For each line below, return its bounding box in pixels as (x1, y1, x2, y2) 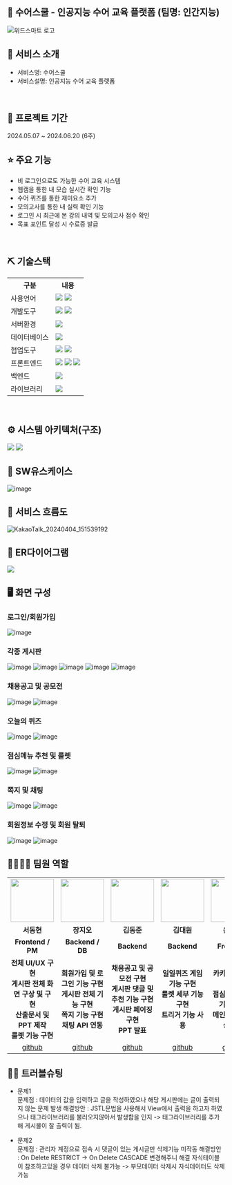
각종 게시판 (7, 647, 42, 656)
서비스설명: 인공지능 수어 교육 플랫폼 (17, 77, 115, 85)
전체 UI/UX (10, 958, 46, 967)
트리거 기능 (161, 1009, 195, 1019)
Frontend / (14, 937, 50, 947)
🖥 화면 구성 (7, 587, 51, 598)
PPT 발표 (118, 1025, 147, 1035)
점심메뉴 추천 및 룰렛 (7, 750, 71, 760)
